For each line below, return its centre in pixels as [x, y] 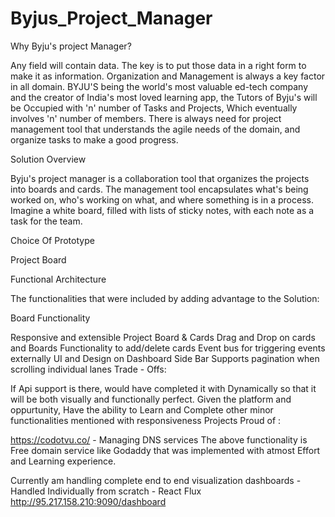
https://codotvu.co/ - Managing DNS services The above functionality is [159, 439]
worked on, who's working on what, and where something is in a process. [162, 199]
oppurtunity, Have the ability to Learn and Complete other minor [142, 409]
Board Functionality [50, 318]
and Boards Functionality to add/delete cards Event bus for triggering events [168, 348]
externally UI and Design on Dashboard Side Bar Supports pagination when [165, 358]
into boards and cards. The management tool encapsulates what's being [159, 189]
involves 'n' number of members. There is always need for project [146, 118]
